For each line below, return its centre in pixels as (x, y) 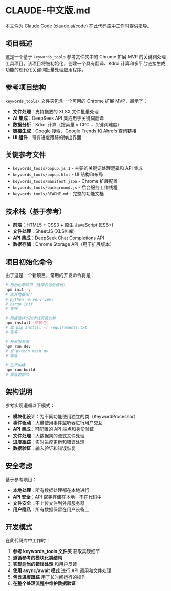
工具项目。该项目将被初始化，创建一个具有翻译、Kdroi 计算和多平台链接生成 (85, 63)
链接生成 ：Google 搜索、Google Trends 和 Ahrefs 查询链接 (74, 131)
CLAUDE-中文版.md (48, 11)
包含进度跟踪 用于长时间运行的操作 (49, 577)
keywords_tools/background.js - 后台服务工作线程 (65, 187)
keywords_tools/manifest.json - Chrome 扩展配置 (65, 181)
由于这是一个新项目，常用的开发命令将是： (50, 275)
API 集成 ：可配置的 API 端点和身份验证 (53, 429)
